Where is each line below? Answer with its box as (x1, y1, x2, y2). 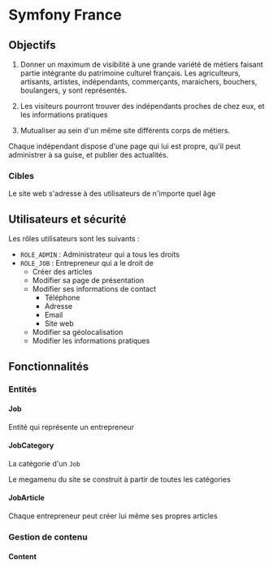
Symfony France (8, 6, 122, 24)
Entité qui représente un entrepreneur (8, 422, 135, 431)
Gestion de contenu (8, 531, 88, 542)
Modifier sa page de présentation (32, 275, 145, 285)
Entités (8, 384, 37, 395)
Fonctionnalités (8, 359, 89, 373)
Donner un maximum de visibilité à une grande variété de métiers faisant (19, 59, 264, 69)
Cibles (8, 170, 35, 181)
